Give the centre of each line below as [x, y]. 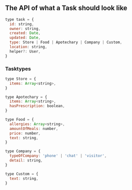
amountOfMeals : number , [34, 128]
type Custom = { [22, 174]
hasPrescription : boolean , [37, 106]
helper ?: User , [25, 51]
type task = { [20, 19]
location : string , [29, 47]
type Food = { [20, 120]
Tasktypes [18, 68]
